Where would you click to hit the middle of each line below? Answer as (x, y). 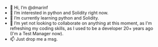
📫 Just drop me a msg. (34, 39)
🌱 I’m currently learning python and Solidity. (54, 18)
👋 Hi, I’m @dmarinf (29, 8)
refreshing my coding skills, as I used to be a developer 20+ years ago (81, 28)
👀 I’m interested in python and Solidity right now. (59, 13)
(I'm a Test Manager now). (37, 34)
